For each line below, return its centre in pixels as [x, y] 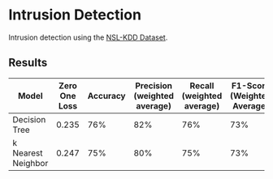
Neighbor [30, 163]
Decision [29, 119]
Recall [202, 85]
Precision [154, 85]
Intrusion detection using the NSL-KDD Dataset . [88, 37]
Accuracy [106, 96]
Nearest [28, 153]
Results [28, 63]
